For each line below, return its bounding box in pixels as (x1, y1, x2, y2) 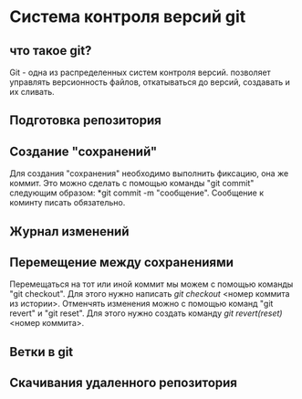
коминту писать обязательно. (9, 197, 126, 208)
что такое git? (9, 43, 92, 58)
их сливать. (9, 87, 55, 97)
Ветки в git (9, 344, 74, 360)
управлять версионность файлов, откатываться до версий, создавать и (9, 77, 290, 88)
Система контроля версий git (9, 6, 246, 27)
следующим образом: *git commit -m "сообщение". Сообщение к (9, 187, 265, 198)
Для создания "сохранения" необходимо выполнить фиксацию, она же (9, 168, 289, 179)
